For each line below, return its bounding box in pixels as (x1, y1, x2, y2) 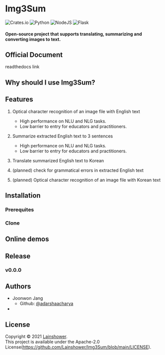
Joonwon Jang (12, 295, 43, 301)
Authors (5, 282, 31, 290)
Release (5, 252, 31, 260)
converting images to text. (5, 36, 61, 42)
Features (5, 95, 33, 104)
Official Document (5, 50, 63, 59)
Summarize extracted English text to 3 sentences (12, 133, 113, 139)
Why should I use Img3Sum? (5, 78, 95, 87)
